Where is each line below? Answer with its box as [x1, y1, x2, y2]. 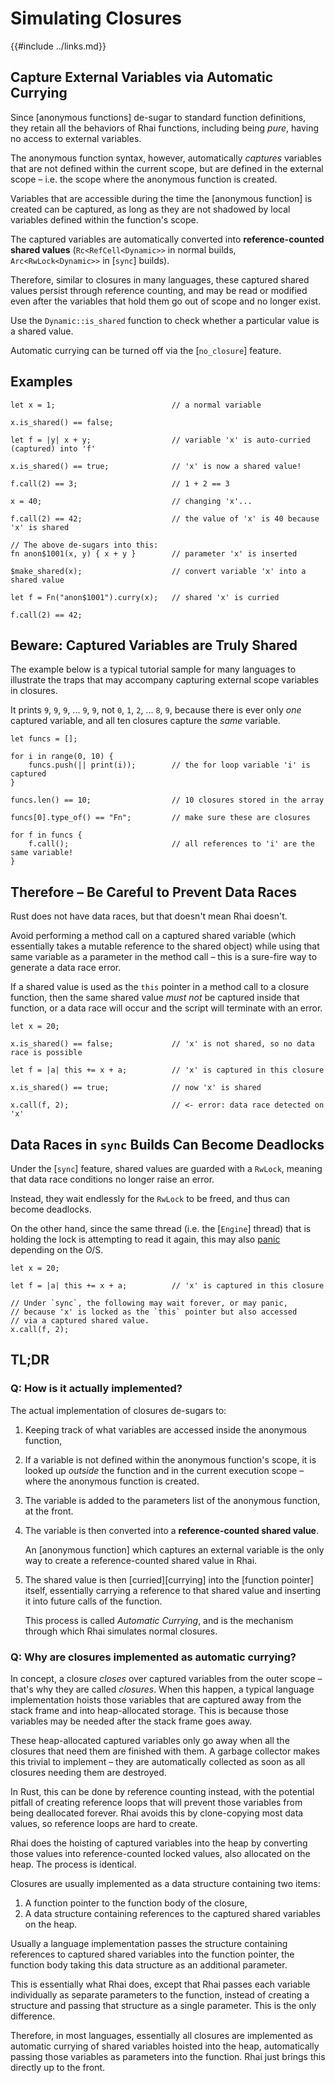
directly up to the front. [10, 2061, 106, 2073]
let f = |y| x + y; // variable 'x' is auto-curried [10, 435, 311, 445]
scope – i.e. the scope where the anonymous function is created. [10, 173, 278, 185]
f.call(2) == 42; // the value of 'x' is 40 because [10, 513, 320, 524]
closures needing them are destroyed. [10, 1766, 167, 1778]
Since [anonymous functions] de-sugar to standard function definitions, [10, 111, 307, 123]
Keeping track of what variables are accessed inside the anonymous [24, 1423, 307, 1436]
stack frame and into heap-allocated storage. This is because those [10, 1704, 290, 1716]
